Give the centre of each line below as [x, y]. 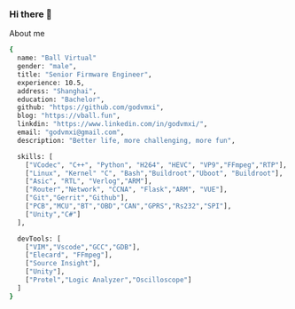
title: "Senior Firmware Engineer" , [85, 75]
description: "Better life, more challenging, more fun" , [127, 140]
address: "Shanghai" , [57, 91]
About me [27, 34]
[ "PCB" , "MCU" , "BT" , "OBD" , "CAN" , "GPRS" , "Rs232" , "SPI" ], [128, 206]
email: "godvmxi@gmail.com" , [71, 132]
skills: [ [35, 156]
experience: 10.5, [51, 83]
